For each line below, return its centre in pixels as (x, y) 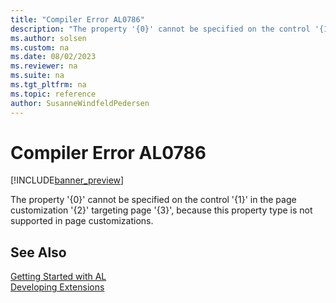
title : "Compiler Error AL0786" (77, 19)
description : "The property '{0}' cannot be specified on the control (160, 29)
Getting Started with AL (58, 277)
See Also (38, 252)
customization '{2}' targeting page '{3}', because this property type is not (161, 210)
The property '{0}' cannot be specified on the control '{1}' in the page (153, 200)
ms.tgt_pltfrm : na (48, 85)
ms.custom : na (40, 47)
